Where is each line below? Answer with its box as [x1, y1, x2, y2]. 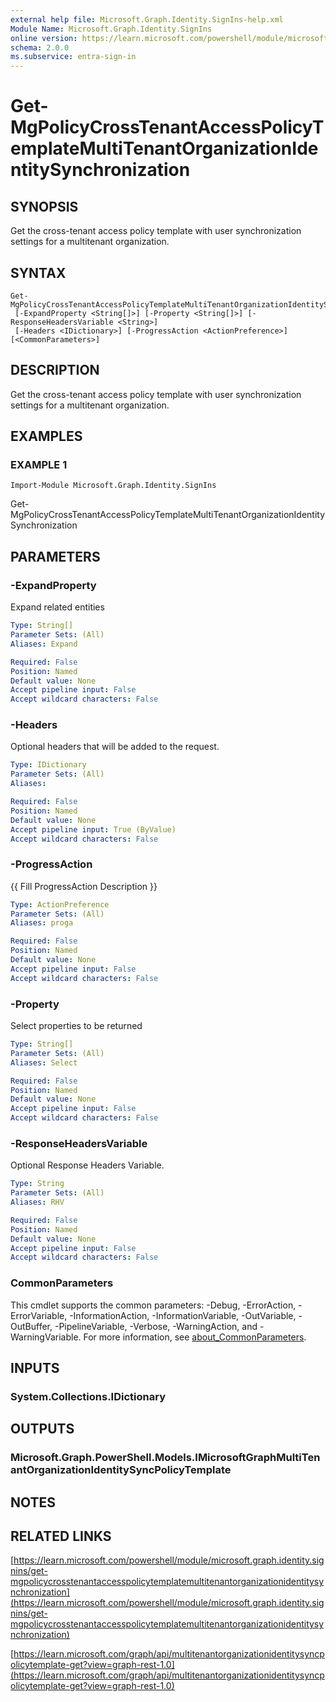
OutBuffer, [10, 1320, 53, 1332]
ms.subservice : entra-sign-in [10, 52, 137, 62]
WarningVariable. [10, 1331, 82, 1343]
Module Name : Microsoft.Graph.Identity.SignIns [10, 24, 213, 34]
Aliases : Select [10, 1057, 78, 1068]
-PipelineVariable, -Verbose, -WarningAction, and [54, 1320, 258, 1332]
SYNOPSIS [10, 198, 79, 215]
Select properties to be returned [10, 1020, 143, 1032]
